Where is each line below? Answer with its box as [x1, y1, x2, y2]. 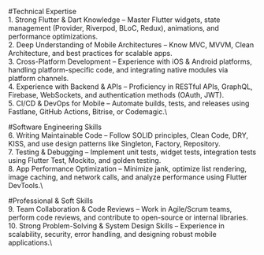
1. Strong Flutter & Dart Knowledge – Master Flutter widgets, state [8, 15, 221, 24]
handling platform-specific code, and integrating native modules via [8, 65, 229, 74]
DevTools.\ [8, 181, 43, 190]
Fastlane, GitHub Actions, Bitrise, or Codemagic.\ [8, 107, 168, 116]
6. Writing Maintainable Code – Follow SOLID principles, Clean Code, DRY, [8, 131, 249, 140]
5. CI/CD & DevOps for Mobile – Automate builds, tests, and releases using [8, 98, 250, 108]
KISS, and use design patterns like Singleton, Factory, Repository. [8, 139, 221, 148]
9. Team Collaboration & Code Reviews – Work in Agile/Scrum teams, [8, 205, 232, 213]
